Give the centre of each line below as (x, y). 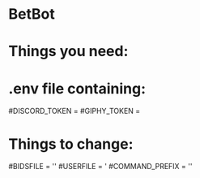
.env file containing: (77, 88)
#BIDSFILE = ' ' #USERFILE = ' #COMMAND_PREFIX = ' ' (100, 167)
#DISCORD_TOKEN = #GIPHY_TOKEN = (74, 111)
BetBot (32, 14)
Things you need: (68, 52)
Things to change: (71, 144)
